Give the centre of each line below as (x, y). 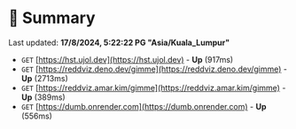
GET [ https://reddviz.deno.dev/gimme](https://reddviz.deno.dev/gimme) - (154, 69)
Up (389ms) (43, 97)
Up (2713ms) (44, 78)
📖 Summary (52, 18)
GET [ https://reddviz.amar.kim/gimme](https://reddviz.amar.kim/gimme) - (153, 87)
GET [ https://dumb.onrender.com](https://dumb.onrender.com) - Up (144, 106)
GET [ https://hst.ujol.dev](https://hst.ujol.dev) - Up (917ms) (127, 59)
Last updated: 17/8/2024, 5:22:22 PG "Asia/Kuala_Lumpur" (119, 42)
